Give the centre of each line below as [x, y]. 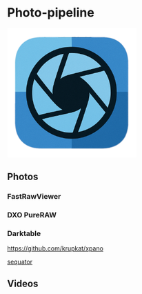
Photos [23, 177]
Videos [23, 283]
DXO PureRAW [32, 215]
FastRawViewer [34, 197]
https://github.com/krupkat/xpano [55, 248]
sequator [20, 262]
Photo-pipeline [51, 13]
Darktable [24, 234]
